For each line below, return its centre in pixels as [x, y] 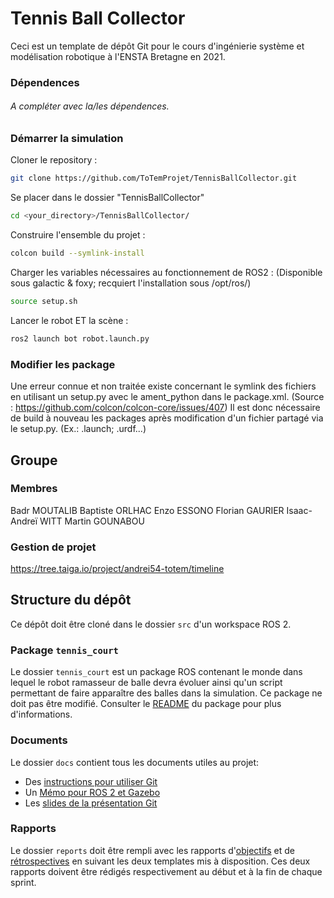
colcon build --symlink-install [77, 253]
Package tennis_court [64, 650]
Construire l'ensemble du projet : [78, 235]
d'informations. [41, 714]
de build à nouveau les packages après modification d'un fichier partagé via [167, 418]
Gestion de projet [53, 547]
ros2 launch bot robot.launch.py [80, 338]
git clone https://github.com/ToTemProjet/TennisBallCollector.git [154, 178]
